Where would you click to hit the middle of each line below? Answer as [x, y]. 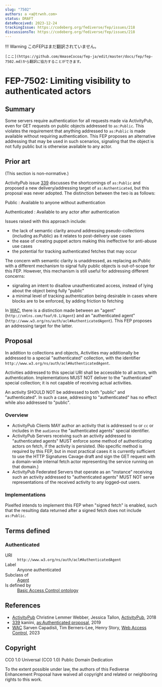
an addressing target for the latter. [39, 326]
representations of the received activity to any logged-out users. [76, 482]
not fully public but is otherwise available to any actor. [59, 146]
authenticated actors [48, 91]
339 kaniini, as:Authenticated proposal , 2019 [56, 622]
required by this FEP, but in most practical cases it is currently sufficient [84, 451]
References [23, 606]
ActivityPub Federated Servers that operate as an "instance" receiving [82, 472]
